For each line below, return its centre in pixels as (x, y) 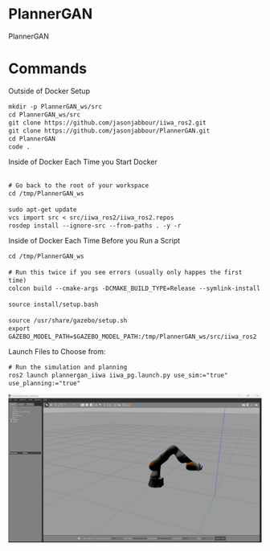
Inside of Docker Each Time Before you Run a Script (94, 240)
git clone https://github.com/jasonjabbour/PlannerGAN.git (109, 131)
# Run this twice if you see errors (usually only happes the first (125, 272)
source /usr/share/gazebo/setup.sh (68, 320)
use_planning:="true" (45, 383)
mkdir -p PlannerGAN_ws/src (55, 106)
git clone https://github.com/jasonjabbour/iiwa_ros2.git (107, 122)
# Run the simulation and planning (68, 367)
